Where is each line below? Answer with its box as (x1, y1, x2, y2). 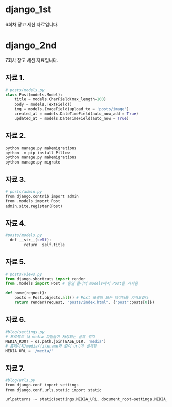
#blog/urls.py (5, 378, 36, 383)
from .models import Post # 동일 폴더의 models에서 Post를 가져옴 (5, 281, 138, 287)
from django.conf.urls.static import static (5, 387, 102, 393)
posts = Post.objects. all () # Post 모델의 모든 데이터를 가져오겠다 (14, 295, 148, 300)
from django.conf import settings (5, 382, 79, 388)
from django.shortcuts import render (5, 276, 86, 281)
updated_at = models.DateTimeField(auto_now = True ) (14, 116, 130, 121)
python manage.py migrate (5, 160, 60, 165)
